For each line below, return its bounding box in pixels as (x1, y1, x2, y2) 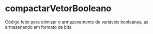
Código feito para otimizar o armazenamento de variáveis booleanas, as (5, 19, 149, 25)
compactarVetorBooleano (5, 3, 112, 14)
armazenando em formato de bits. (5, 24, 73, 30)
